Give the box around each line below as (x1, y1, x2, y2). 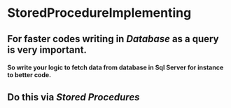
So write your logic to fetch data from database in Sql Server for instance (7, 63, 224, 72)
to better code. (7, 71, 52, 79)
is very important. (7, 43, 87, 55)
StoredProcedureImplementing (7, 5, 192, 21)
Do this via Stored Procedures (7, 91, 140, 103)
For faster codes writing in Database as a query (7, 33, 219, 45)
